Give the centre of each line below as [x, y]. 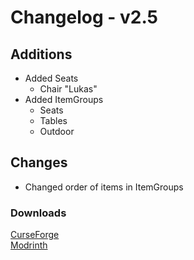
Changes [39, 162]
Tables [53, 120]
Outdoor [57, 131]
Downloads [38, 213]
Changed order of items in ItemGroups [104, 187]
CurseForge [35, 235]
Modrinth [29, 245]
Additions [41, 54]
